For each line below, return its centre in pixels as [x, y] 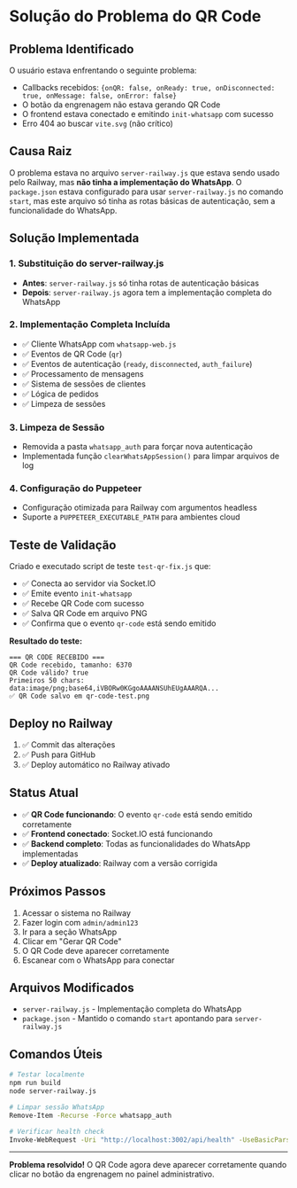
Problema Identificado [72, 49]
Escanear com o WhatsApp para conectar [98, 960]
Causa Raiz [41, 151]
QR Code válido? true [49, 673]
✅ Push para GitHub [58, 754]
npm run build [35, 1083]
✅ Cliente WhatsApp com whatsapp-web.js [99, 344]
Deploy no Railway [61, 723]
